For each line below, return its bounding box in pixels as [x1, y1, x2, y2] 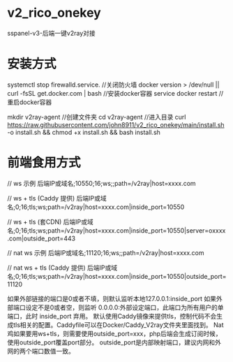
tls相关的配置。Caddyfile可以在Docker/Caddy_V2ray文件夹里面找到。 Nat [13, 320, 224, 329]
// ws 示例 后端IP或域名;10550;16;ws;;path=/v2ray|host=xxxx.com [7, 179, 197, 187]
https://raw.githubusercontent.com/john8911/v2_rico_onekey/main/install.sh [7, 120, 225, 129]
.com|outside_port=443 [7, 234, 75, 242]
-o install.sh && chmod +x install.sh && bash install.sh [7, 128, 160, 136]
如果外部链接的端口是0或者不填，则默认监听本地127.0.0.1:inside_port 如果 [7, 294, 217, 303]
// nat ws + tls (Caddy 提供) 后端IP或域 [7, 263, 117, 272]
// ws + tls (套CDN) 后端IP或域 [7, 217, 94, 226]
